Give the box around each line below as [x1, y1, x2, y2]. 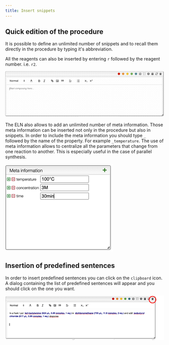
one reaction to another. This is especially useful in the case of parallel [5, 149, 152, 155]
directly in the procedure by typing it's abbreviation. [5, 46, 113, 52]
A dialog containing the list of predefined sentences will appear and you [5, 280, 155, 286]
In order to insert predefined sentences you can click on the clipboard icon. [5, 275, 163, 281]
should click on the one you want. [5, 285, 76, 292]
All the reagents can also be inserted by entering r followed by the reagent [5, 56, 160, 62]
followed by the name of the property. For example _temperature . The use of [5, 138, 164, 144]
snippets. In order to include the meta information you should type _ [5, 133, 146, 139]
